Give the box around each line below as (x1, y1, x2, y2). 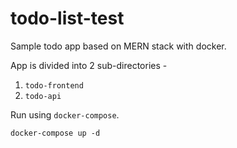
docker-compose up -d (10, 128, 101, 138)
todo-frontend (24, 80, 84, 91)
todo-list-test (10, 7, 125, 30)
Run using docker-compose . (10, 108, 120, 121)
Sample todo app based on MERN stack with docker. (10, 40, 227, 52)
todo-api (24, 91, 62, 101)
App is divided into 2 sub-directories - (10, 59, 168, 71)
